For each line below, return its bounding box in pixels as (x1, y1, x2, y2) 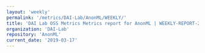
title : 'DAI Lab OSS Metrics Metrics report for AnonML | (6, 20, 157, 26)
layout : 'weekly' (6, 9, 51, 15)
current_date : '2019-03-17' (6, 37, 78, 43)
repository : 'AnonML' (6, 32, 62, 38)
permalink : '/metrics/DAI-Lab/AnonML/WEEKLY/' (6, 15, 127, 21)
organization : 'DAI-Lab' (6, 26, 70, 32)
